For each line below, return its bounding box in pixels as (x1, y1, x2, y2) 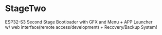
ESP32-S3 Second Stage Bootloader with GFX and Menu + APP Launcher (5, 19, 153, 25)
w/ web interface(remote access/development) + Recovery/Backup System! (5, 24, 157, 30)
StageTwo (5, 3, 46, 14)
